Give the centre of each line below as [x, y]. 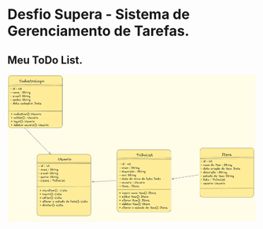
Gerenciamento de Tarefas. [98, 31]
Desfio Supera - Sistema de [99, 15]
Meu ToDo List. [45, 60]
